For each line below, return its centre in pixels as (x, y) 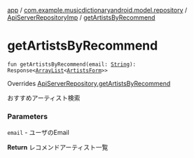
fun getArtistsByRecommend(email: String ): (72, 64)
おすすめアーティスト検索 (44, 98)
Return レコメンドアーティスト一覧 (58, 148)
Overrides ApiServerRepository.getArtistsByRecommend (89, 83)
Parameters (27, 116)
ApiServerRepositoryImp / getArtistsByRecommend (81, 17)
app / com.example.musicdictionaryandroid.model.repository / (97, 10)
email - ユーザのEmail (39, 133)
